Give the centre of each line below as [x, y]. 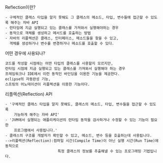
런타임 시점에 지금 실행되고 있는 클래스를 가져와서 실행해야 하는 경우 [65, 69]
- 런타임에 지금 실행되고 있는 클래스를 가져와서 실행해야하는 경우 [62, 28]
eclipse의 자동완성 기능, [28, 79]
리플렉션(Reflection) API [29, 94]
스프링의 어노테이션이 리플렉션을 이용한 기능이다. [47, 84]
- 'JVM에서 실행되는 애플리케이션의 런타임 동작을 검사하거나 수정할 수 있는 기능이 [77, 120]
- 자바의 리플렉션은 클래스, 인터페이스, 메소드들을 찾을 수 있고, [62, 38]
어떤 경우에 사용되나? [25, 53]
